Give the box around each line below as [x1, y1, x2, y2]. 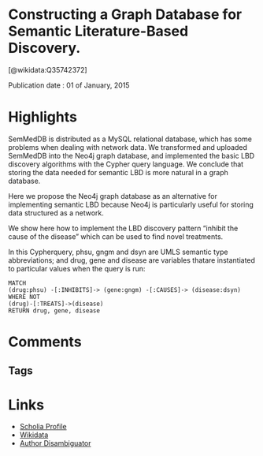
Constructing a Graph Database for [8, 6, 243, 24]
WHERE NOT [8, 293, 41, 301]
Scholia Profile [19, 422, 67, 432]
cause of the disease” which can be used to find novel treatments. [8, 231, 224, 241]
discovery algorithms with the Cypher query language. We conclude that [8, 159, 244, 169]
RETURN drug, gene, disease [8, 306, 101, 315]
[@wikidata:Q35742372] [8, 65, 88, 74]
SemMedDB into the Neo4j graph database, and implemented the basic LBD [8, 151, 255, 160]
